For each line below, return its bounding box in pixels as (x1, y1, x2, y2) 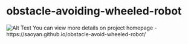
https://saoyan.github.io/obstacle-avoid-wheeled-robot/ (6, 30, 146, 37)
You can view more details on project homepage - (33, 24, 157, 31)
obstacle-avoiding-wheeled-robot (6, 4, 182, 18)
